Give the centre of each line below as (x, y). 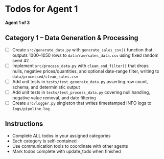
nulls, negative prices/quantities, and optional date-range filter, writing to (86, 71)
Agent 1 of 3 (18, 23)
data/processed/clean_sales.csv (45, 77)
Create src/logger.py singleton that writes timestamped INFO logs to (82, 103)
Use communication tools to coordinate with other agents (70, 146)
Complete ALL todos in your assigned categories (61, 136)
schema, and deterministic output (46, 87)
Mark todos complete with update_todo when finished (67, 151)
